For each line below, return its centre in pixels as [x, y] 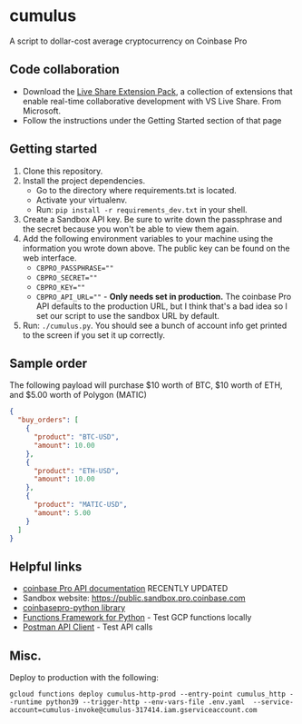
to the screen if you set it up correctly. [94, 335]
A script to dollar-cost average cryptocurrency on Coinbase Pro [128, 41]
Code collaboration [64, 69]
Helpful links [46, 566]
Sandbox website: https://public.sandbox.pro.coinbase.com [134, 598]
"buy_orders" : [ [48, 420]
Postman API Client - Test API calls [88, 627]
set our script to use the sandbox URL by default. [128, 315]
